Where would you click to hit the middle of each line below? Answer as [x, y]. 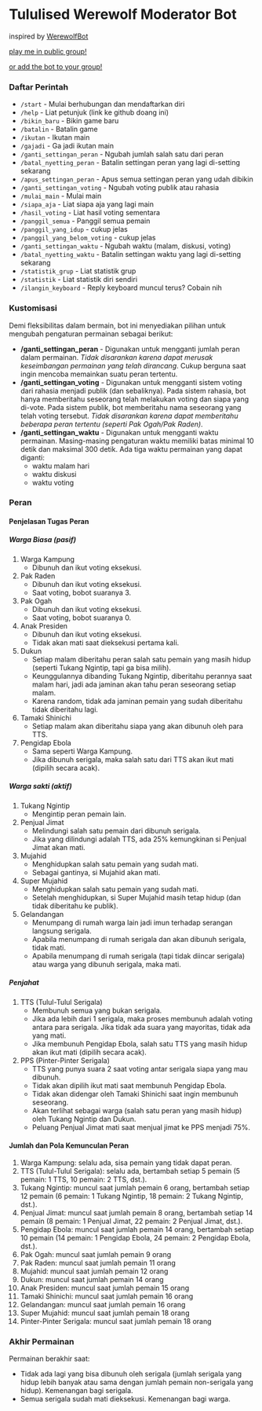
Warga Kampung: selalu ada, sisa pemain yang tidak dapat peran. [126, 1163]
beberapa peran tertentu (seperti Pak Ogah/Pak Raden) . [111, 424]
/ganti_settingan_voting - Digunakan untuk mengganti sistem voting [131, 382]
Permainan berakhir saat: [49, 1359]
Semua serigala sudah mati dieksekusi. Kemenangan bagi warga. [125, 1399]
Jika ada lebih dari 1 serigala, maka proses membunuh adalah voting [142, 1018]
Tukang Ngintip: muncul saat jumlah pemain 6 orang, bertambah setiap [135, 1188]
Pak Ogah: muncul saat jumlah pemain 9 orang [96, 1255]
